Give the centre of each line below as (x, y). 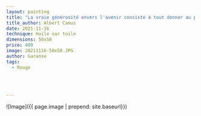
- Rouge (21, 67)
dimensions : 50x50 (29, 39)
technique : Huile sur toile (41, 34)
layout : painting (28, 12)
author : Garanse (26, 56)
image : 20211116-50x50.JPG (40, 51)
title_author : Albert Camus (41, 23)
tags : (13, 62)
